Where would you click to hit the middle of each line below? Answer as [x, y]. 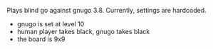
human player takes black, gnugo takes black [83, 32]
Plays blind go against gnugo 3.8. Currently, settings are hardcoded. [107, 10]
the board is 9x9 [41, 39]
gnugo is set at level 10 [51, 24]
